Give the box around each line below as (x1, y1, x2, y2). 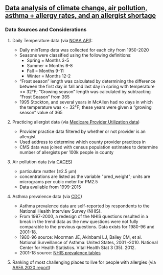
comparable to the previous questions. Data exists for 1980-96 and (19, 224, 155, 229)
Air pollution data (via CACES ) (12, 159, 72, 165)
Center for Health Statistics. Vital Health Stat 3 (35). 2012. (19, 245, 136, 250)
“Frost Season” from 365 (19, 94, 70, 100)
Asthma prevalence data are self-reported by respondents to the (19, 203, 150, 209)
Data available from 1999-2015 (19, 184, 81, 190)
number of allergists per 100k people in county (19, 149, 114, 155)
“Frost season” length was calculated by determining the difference (19, 78, 156, 84)
